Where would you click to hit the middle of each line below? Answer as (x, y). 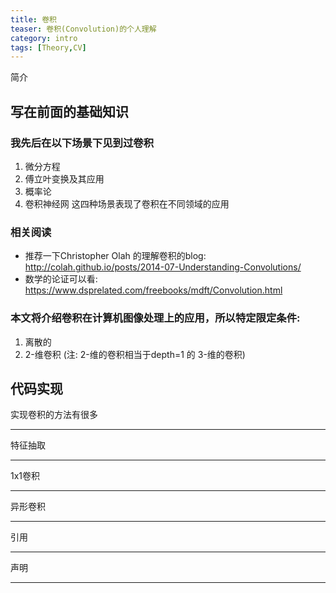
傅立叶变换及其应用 (64, 178)
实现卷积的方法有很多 (54, 415)
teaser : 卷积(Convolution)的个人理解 (83, 29)
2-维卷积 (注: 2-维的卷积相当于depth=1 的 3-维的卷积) (135, 354)
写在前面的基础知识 (69, 111)
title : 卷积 (33, 19)
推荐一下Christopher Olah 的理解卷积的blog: (115, 256)
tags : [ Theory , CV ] (48, 47)
